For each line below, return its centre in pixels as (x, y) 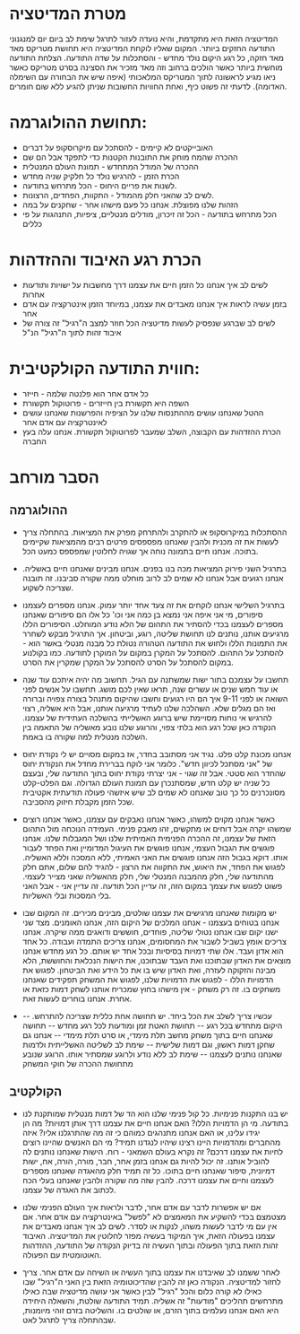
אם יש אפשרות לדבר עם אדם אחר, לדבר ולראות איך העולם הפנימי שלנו (141, 1207)
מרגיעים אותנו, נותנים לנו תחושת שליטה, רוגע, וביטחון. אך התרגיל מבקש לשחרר (155, 633)
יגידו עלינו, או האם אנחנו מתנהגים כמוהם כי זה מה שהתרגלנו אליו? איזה (141, 1132)
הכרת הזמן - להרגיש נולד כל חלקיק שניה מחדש (101, 176)
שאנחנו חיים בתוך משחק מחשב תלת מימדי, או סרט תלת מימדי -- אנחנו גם (147, 1034)
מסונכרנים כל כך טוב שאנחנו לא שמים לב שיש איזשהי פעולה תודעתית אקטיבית (154, 792)
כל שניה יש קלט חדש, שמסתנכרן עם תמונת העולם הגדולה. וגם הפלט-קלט (146, 782)
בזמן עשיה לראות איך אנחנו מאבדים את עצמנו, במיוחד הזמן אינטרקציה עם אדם (154, 303)
